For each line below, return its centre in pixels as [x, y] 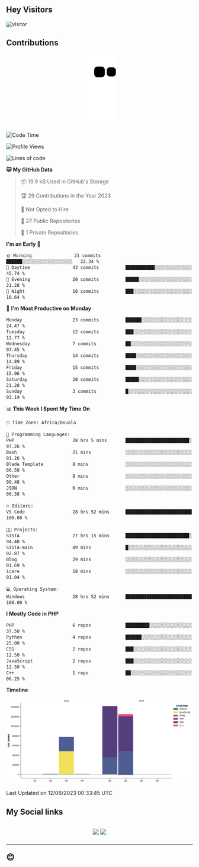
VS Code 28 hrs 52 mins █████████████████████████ [99, 512]
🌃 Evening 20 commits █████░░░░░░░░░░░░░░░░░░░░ [99, 279]
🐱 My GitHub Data [30, 170]
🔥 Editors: [20, 506]
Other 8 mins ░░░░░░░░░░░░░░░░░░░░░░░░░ [99, 476]
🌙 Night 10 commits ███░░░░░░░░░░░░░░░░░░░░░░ [99, 291]
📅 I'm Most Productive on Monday [49, 308]
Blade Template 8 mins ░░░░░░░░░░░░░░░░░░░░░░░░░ [99, 464]
